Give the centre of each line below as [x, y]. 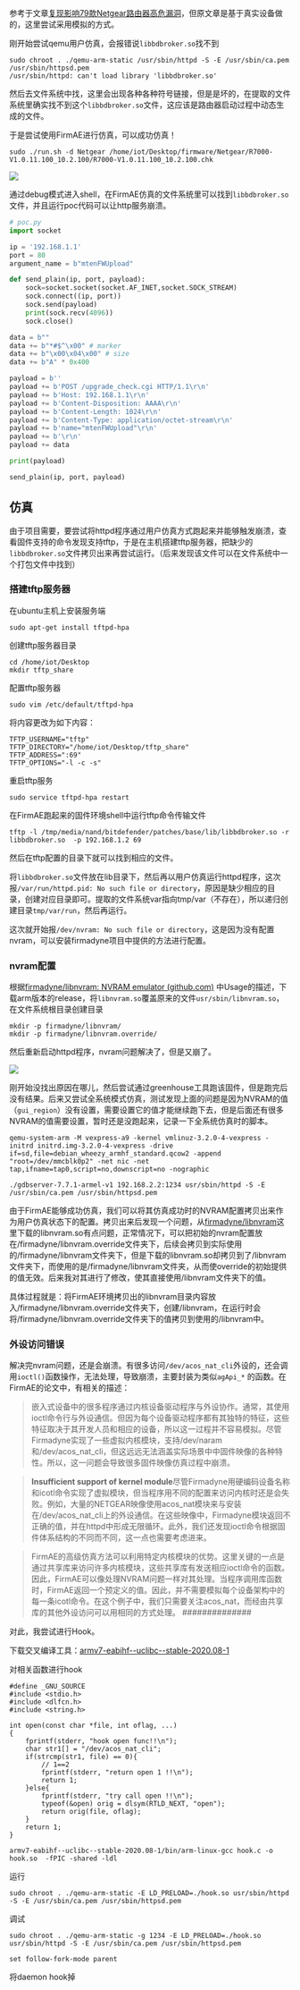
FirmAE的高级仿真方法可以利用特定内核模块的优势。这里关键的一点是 [158, 1557]
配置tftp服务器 [35, 688]
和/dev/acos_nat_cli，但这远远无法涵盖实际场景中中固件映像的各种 [153, 1452]
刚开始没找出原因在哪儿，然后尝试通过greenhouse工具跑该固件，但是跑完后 [149, 1088]
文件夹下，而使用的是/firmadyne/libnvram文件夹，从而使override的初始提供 [148, 1266]
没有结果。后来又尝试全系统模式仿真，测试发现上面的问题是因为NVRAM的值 [149, 1099]
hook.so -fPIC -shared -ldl [63, 1859]
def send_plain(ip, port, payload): [77, 280]
